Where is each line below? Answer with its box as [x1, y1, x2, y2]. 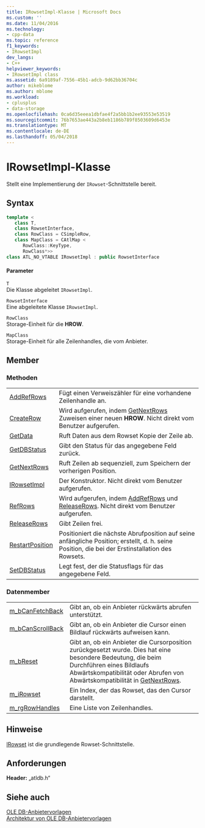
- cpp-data [6, 32, 34, 38]
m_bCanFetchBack [9, 606, 63, 615]
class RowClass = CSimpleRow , [14, 231, 92, 238]
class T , [14, 220, 37, 226]
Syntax [6, 198, 34, 208]
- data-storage [6, 105, 45, 112]
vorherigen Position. [59, 467, 117, 475]
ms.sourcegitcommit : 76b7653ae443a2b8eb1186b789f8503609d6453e [6, 117, 171, 123]
